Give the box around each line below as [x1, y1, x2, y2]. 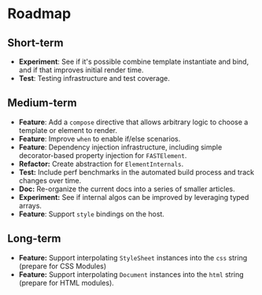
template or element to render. [18, 125, 117, 135]
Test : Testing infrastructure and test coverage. [18, 74, 171, 83]
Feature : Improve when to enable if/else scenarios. [18, 134, 181, 143]
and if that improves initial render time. [18, 65, 144, 75]
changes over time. [18, 175, 82, 185]
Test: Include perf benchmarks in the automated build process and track [18, 167, 255, 177]
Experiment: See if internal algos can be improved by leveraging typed [18, 192, 249, 201]
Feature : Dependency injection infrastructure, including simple [18, 142, 223, 152]
